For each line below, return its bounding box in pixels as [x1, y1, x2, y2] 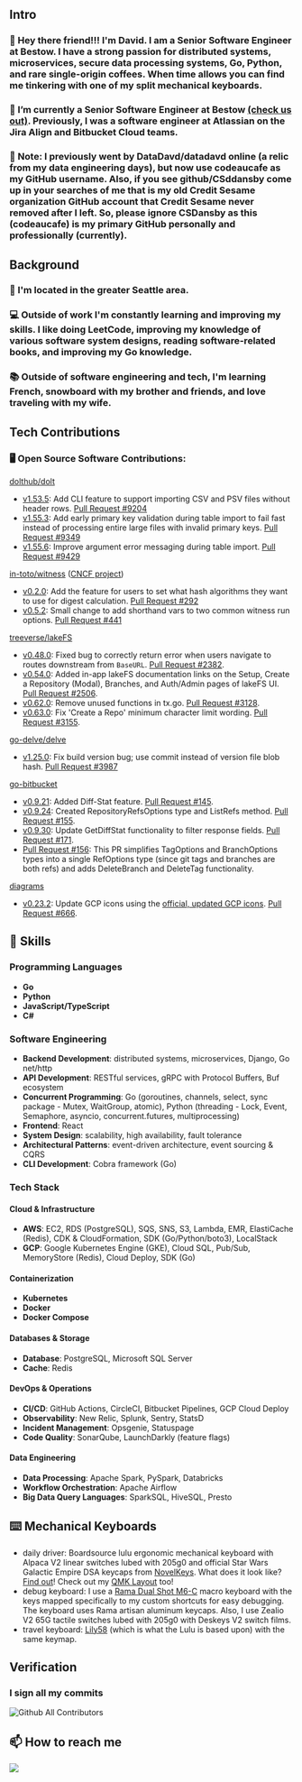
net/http [22, 1062, 52, 1073]
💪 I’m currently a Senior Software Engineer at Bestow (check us [9, 104, 292, 116]
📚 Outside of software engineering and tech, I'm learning [9, 371, 267, 383]
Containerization [9, 1272, 74, 1283]
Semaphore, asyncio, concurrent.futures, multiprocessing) [22, 1110, 241, 1121]
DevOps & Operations [9, 1383, 92, 1394]
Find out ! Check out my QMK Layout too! [22, 1575, 174, 1586]
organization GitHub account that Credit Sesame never [9, 196, 255, 208]
